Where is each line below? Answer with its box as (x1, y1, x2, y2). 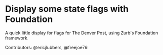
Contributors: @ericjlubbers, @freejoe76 (5, 44, 88, 50)
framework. (5, 35, 29, 41)
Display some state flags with (5, 3, 129, 15)
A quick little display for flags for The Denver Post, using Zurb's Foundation (5, 30, 158, 36)
